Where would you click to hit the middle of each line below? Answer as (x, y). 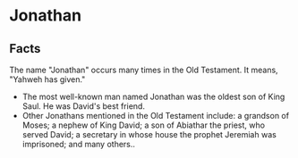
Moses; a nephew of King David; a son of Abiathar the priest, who (144, 125)
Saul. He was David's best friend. (84, 106)
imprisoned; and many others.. (79, 144)
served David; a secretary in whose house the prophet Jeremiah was (149, 134)
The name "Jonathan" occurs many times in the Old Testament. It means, (144, 70)
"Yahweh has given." (47, 79)
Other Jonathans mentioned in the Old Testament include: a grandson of (155, 116)
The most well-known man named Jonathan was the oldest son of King (153, 96)
